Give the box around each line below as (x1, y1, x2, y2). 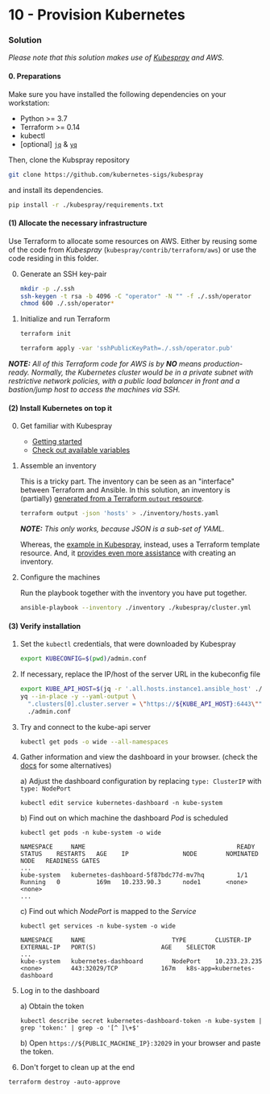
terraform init (19, 329, 72, 338)
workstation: (8, 98, 50, 107)
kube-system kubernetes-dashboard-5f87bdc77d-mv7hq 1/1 (19, 871, 248, 879)
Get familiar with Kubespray (19, 421, 113, 431)
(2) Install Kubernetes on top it (8, 403, 113, 413)
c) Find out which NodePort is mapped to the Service (19, 907, 197, 916)
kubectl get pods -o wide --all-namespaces (19, 737, 169, 746)
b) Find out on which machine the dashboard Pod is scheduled (19, 813, 228, 823)
